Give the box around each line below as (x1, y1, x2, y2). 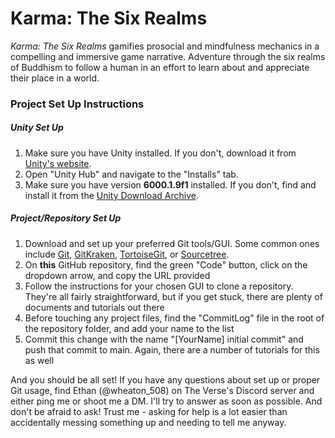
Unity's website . (24, 157, 92, 169)
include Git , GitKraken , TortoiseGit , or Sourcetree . (24, 248, 230, 260)
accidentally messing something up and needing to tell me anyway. (10, 416, 287, 428)
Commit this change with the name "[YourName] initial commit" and (24, 333, 304, 345)
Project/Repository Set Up (10, 212, 122, 224)
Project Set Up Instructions (10, 97, 145, 111)
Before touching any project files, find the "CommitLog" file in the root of (24, 312, 325, 324)
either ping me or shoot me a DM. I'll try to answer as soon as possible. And (10, 395, 323, 407)
